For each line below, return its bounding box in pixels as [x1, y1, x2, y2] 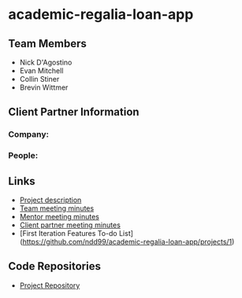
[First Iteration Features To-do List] [19, 229, 134, 238]
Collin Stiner [19, 75, 60, 83]
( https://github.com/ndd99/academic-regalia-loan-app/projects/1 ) [19, 237, 235, 247]
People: [8, 150, 39, 161]
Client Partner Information [8, 105, 140, 119]
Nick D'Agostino [19, 57, 73, 67]
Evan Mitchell [19, 66, 64, 75]
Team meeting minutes [19, 204, 95, 213]
